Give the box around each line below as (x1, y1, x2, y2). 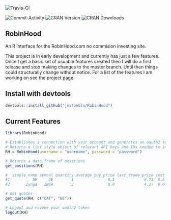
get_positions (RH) (5, 163, 44, 168)
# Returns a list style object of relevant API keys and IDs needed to (5, 144, 160, 150)
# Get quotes (5, 191, 33, 197)
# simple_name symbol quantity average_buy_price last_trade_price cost (5, 173, 165, 178)
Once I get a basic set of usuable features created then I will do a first (5, 58, 152, 64)
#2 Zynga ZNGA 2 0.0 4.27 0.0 (5, 182, 165, 187)
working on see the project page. (5, 75, 75, 81)
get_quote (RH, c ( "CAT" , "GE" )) (5, 196, 72, 201)
